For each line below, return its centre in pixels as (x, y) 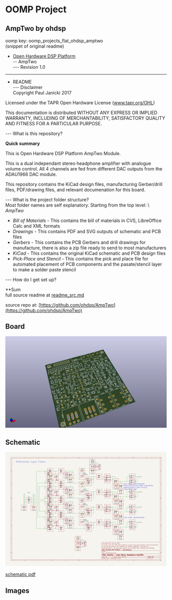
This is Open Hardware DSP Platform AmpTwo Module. (63, 153)
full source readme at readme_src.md (45, 295)
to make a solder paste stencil (44, 270)
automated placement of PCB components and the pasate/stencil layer (87, 264)
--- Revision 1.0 (29, 67)
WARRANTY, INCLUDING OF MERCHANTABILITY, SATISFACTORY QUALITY (85, 118)
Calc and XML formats (36, 226)
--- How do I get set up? (31, 279)
